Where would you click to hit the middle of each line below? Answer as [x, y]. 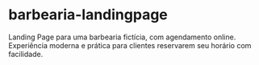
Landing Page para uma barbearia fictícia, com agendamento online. [122, 37]
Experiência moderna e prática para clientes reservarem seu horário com [130, 45]
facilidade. [26, 54]
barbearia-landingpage [88, 15]
